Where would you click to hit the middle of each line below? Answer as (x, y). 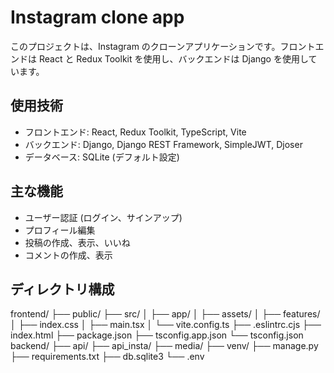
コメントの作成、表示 (68, 255)
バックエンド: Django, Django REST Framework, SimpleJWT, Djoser (163, 144)
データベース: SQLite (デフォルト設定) (102, 157)
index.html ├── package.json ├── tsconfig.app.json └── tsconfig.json (157, 335)
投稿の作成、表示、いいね (77, 242)
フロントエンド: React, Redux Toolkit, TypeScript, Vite (135, 132)
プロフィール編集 (60, 230)
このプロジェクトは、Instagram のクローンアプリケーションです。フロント (163, 46)
